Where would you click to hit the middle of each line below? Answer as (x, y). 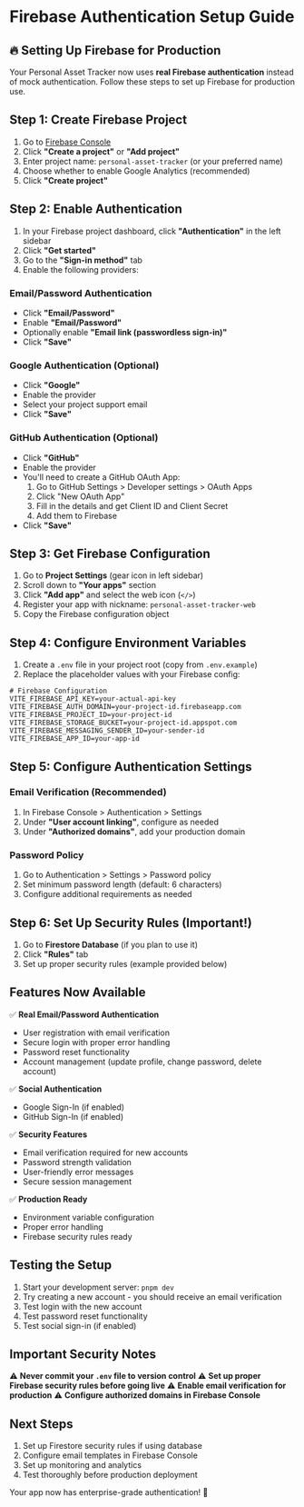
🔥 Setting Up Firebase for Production (115, 50)
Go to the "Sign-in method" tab (83, 260)
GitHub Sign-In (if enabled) (73, 1116)
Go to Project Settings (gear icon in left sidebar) (113, 575)
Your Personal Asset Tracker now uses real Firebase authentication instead (152, 72)
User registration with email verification (96, 1033)
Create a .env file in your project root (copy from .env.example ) (140, 664)
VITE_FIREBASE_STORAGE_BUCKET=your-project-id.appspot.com (123, 723)
